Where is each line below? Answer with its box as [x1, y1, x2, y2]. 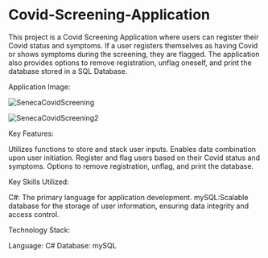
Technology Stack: [8, 225, 71, 235]
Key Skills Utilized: [8, 177, 70, 186]
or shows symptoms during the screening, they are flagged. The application [8, 49, 260, 59]
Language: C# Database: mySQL [8, 240, 117, 250]
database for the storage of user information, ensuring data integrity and [8, 201, 249, 211]
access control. [8, 209, 60, 219]
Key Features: [8, 129, 54, 138]
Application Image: [8, 82, 71, 92]
